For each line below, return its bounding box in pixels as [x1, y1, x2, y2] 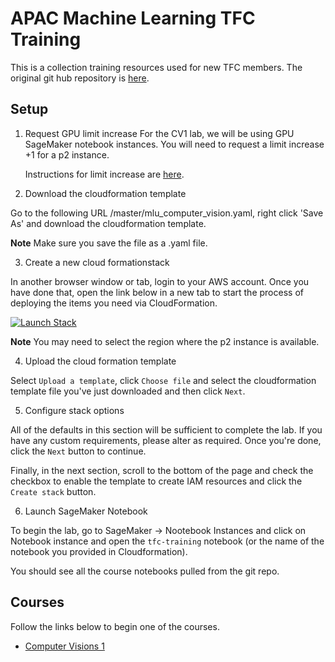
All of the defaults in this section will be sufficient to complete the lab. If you [10, 423, 323, 436]
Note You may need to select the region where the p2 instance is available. [10, 335, 320, 347]
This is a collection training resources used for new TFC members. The [10, 61, 303, 73]
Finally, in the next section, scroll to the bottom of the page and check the [10, 464, 314, 476]
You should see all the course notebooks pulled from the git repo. [10, 565, 280, 577]
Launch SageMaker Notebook [24, 505, 148, 517]
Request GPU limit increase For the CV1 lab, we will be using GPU [24, 127, 295, 139]
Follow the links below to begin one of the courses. [10, 620, 220, 632]
